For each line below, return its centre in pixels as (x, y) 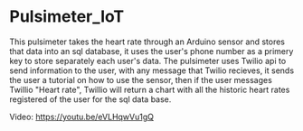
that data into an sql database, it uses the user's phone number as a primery (151, 51)
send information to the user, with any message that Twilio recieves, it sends (152, 70)
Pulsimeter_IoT (67, 17)
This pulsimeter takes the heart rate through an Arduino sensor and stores (147, 42)
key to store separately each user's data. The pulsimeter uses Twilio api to (148, 61)
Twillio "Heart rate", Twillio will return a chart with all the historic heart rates (150, 89)
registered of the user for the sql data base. (90, 99)
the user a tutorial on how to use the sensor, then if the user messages (141, 80)
